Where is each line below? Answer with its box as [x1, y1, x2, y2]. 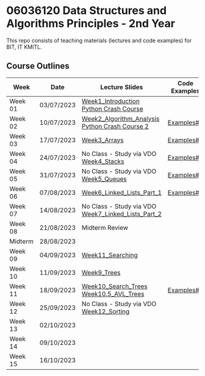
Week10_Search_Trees [81, 282, 148, 290]
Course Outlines [6, 61, 70, 71]
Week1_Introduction [81, 97, 140, 105]
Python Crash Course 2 [81, 122, 149, 130]
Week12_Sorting [81, 307, 130, 316]
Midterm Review [81, 223, 129, 232]
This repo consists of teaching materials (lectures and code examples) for [6, 37, 192, 44]
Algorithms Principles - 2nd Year [6, 16, 176, 30]
